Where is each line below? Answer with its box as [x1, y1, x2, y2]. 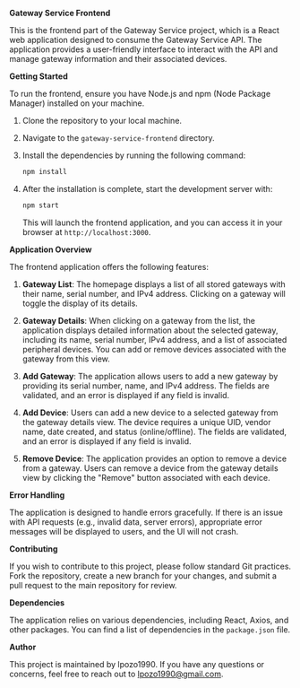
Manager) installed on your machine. [9, 98, 145, 109]
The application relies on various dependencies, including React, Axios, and [9, 614, 289, 625]
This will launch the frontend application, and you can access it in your [21, 217, 283, 228]
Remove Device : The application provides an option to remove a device [21, 453, 287, 464]
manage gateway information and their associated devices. [9, 54, 227, 64]
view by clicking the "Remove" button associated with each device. [21, 472, 270, 483]
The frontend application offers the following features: [9, 261, 209, 272]
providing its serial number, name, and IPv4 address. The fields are [21, 380, 270, 391]
